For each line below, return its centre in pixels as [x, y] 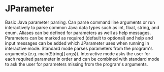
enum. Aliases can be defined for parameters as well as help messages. [78, 33]
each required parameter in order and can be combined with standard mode [82, 59]
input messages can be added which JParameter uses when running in [77, 43]
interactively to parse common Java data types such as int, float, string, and [82, 27]
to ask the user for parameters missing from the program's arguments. [77, 64]
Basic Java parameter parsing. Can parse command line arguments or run [80, 22]
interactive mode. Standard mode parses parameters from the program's [79, 48]
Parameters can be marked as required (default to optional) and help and [79, 38]
